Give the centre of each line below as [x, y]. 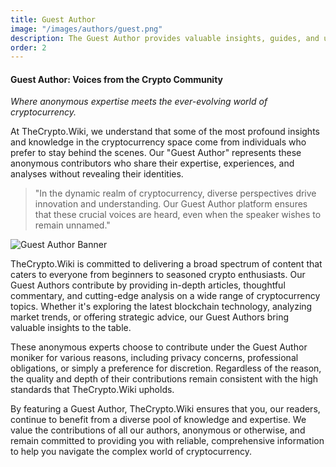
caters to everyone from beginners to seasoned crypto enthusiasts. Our [158, 275]
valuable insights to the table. [71, 328]
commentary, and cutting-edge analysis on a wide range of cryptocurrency [165, 296]
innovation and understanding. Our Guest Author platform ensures [171, 204]
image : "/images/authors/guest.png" [86, 29]
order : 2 [28, 47]
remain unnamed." [72, 225]
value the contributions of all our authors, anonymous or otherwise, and [158, 430]
